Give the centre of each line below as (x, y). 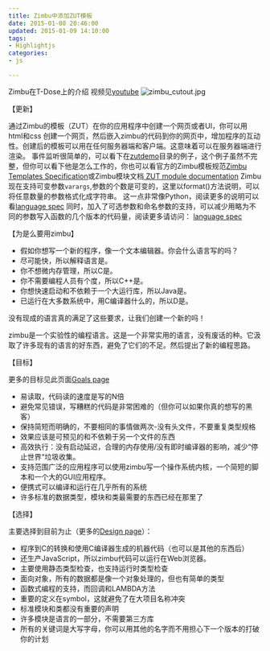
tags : (17, 38)
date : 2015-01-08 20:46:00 (53, 23)
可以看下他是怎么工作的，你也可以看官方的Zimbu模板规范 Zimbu (141, 166)
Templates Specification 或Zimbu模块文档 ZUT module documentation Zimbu (135, 176)
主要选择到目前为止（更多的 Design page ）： (80, 531)
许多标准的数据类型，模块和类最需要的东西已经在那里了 (111, 496)
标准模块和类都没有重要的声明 (69, 608)
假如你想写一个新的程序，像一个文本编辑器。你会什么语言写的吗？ (129, 250)
